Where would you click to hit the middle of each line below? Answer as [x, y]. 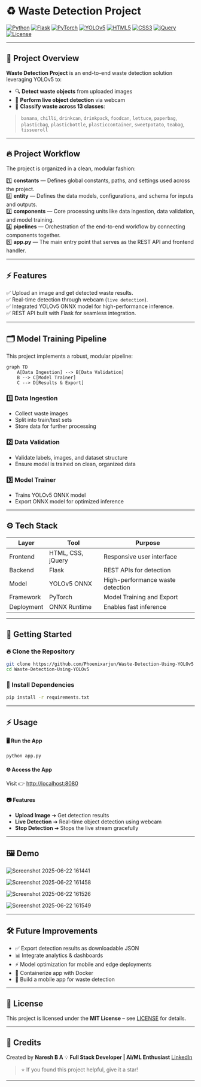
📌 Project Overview [43, 58]
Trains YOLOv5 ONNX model [50, 495]
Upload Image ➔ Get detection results [62, 816]
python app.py [24, 756]
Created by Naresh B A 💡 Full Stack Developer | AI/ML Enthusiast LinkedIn [99, 1057]
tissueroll [34, 130]
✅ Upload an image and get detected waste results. [70, 293]
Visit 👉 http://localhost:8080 [42, 784]
